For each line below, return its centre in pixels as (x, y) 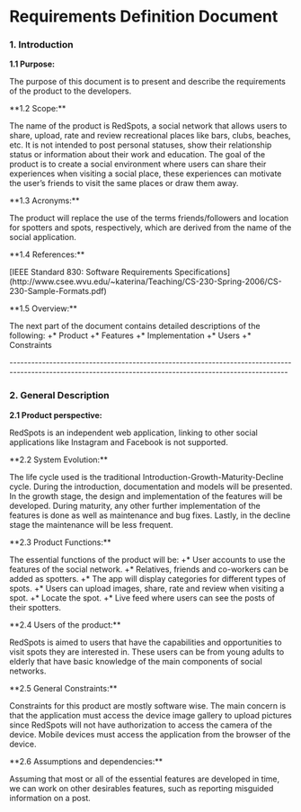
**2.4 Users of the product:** (65, 625)
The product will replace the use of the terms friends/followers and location (149, 219)
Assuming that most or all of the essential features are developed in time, (145, 779)
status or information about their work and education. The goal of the (137, 155)
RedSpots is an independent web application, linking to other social (133, 433)
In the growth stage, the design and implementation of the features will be (146, 495)
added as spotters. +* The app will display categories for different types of (148, 578)
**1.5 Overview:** (44, 308)
